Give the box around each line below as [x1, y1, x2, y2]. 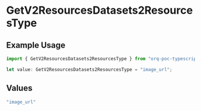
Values [6, 83, 33, 93]
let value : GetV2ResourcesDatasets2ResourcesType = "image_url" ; [6, 66, 172, 72]
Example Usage [6, 40, 66, 50]
